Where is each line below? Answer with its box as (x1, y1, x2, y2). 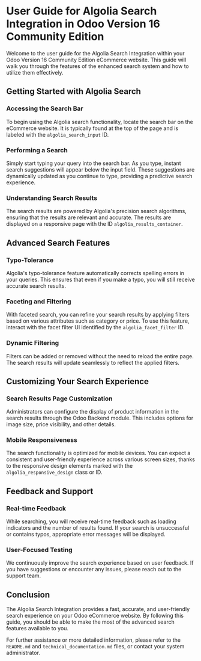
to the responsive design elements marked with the (6, 462, 133, 470)
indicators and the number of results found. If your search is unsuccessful (6, 524, 190, 532)
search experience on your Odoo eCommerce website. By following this (6, 612, 184, 619)
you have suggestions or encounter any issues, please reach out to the (6, 566, 182, 573)
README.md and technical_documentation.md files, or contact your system (6, 643, 185, 650)
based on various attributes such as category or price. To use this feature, (6, 317, 190, 324)
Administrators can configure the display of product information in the (6, 408, 179, 415)
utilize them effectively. (6, 69, 64, 76)
